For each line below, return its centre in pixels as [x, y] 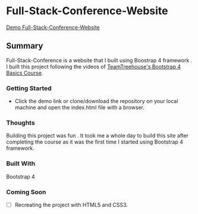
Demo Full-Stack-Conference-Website [53, 27]
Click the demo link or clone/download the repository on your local [96, 101]
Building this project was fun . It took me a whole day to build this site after [98, 136]
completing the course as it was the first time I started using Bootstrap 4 [95, 142]
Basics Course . [25, 73]
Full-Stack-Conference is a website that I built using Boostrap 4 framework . [99, 60]
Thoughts [21, 123]
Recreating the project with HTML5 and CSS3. [71, 205]
